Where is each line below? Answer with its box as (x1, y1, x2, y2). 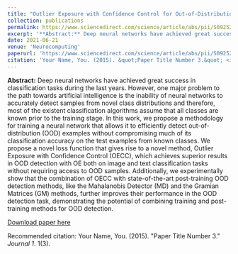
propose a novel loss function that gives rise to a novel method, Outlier (7, 143, 214, 153)
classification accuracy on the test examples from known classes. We (7, 136, 210, 145)
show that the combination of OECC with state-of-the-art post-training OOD (7, 174, 229, 182)
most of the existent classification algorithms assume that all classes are (7, 106, 219, 114)
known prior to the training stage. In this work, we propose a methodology (7, 114, 224, 122)
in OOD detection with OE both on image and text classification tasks (7, 159, 209, 167)
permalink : (7, 23, 40, 31)
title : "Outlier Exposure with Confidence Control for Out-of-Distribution (7, 10, 236, 18)
